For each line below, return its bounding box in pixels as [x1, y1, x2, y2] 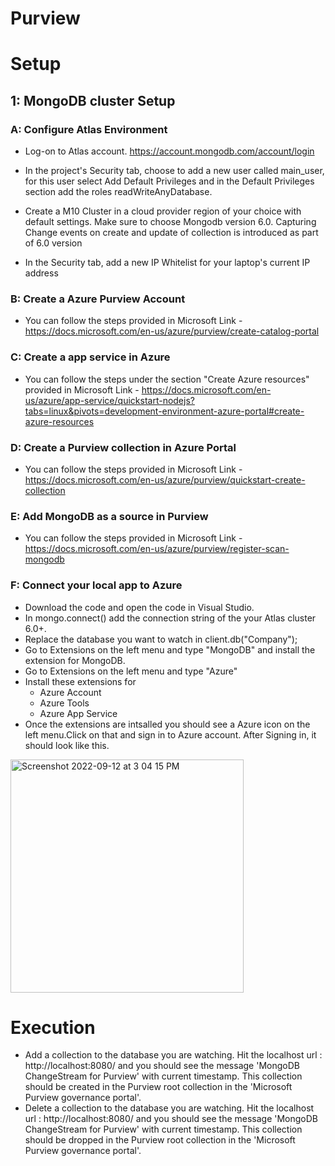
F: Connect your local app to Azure [10, 578, 183, 592]
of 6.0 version [24, 237, 83, 249]
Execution [10, 1016, 96, 1039]
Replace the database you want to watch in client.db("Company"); [24, 633, 298, 645]
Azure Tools [39, 697, 90, 709]
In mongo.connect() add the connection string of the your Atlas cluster [24, 612, 317, 624]
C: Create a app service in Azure [10, 350, 171, 364]
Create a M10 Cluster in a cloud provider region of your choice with [24, 205, 302, 217]
